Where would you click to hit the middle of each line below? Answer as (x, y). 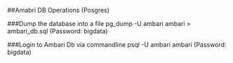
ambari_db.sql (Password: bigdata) (58, 31)
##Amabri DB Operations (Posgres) (59, 10)
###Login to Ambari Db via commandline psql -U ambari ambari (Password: (117, 44)
